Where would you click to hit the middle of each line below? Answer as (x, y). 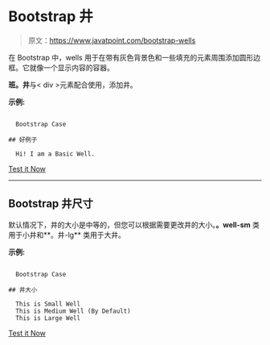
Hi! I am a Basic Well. (55, 154)
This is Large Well (48, 318)
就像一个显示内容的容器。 (72, 67)
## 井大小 (23, 290)
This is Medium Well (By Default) (73, 311)
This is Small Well (48, 304)
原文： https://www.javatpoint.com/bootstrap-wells (112, 40)
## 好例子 (23, 139)
